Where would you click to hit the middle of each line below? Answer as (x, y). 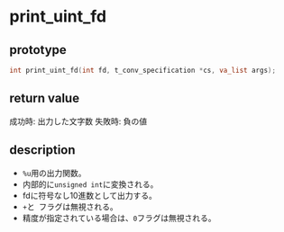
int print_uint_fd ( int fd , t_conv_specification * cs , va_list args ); (143, 70)
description (42, 150)
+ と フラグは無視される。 (70, 206)
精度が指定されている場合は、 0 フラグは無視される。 (119, 218)
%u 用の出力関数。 (55, 173)
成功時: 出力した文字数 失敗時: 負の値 (78, 121)
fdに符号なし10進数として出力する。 (90, 195)
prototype (38, 50)
